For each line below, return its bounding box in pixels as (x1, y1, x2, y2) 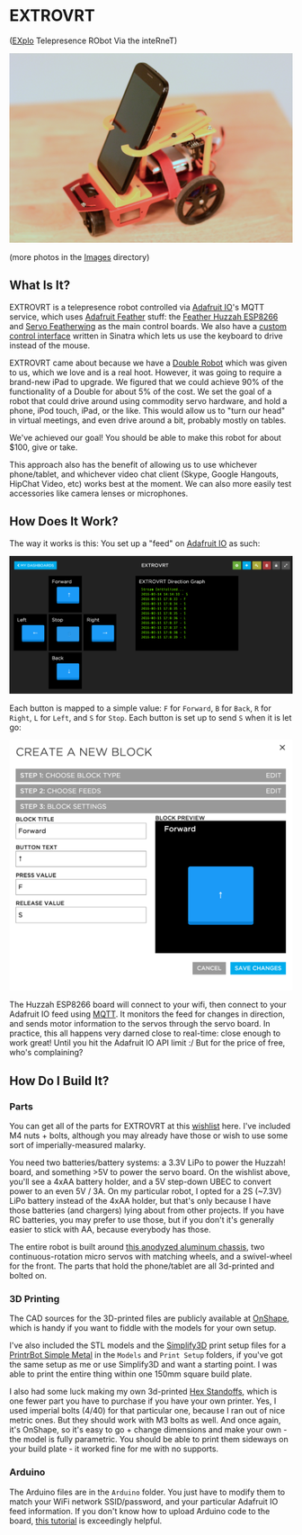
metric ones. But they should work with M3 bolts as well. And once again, (9, 1414, 281, 1426)
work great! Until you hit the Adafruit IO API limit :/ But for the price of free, (9, 1037, 286, 1048)
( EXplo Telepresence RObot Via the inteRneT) (9, 35, 178, 46)
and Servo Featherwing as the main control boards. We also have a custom (9, 320, 288, 331)
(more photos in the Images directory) (9, 251, 150, 262)
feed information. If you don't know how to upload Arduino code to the (9, 1505, 271, 1516)
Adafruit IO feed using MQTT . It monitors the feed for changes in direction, (9, 1009, 286, 1019)
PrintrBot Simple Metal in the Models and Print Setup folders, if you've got (9, 1350, 283, 1360)
